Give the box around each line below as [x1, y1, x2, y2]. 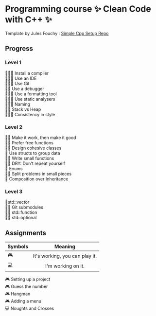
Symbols [7, 243, 28, 250]
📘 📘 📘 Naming [5, 101, 31, 107]
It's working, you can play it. [33, 252, 97, 259]
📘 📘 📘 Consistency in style [5, 111, 55, 117]
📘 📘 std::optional [5, 215, 37, 221]
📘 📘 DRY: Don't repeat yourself [5, 160, 66, 166]
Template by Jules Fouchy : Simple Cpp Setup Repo [5, 30, 109, 36]
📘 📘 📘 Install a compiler [5, 70, 49, 76]
